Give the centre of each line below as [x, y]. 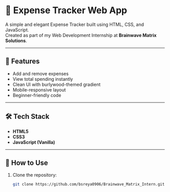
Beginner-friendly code [37, 95]
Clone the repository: [35, 175]
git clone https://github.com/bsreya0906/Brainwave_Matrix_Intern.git [89, 184]
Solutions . [16, 41]
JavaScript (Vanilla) [34, 142]
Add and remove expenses [40, 74]
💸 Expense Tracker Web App [66, 10]
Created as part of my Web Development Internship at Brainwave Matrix [81, 35]
